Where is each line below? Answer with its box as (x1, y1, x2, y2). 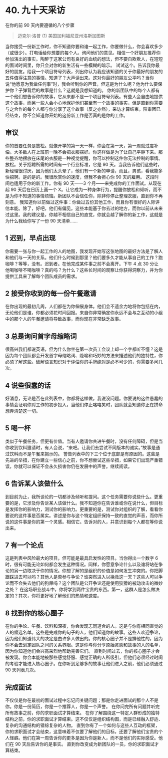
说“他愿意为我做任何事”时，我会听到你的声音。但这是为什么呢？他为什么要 (5, 81, 158, 87)
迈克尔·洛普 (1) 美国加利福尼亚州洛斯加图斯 (17, 33, 105, 39)
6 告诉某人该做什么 (5, 479, 64, 488)
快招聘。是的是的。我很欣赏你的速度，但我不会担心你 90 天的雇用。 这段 (5, 174, 155, 180)
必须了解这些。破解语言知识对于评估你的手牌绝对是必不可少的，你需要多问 (5, 359, 158, 365)
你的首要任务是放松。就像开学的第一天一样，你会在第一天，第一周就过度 (5, 142, 154, 148)
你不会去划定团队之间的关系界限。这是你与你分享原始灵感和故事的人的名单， (5, 642, 163, 648)
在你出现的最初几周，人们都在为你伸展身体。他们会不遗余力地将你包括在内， (5, 304, 163, 310)
